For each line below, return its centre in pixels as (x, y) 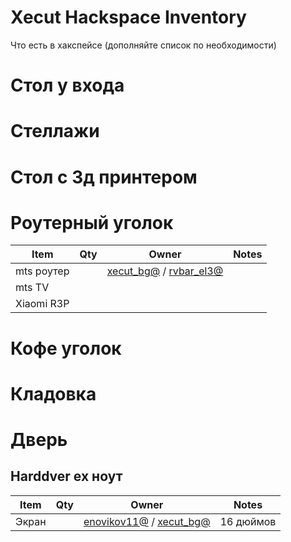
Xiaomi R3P (42, 304)
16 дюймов (248, 521)
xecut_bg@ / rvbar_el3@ (165, 271)
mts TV (32, 288)
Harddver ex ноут (66, 476)
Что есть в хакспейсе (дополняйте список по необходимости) (143, 45)
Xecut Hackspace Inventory (128, 17)
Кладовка (53, 393)
